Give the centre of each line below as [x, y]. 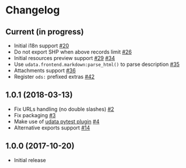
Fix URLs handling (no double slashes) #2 [64, 109]
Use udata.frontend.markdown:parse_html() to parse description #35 [97, 64]
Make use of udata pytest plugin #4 [57, 121]
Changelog [33, 10]
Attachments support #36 [45, 70]
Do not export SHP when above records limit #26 [73, 52]
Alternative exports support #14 [52, 127]
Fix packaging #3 [35, 115]
